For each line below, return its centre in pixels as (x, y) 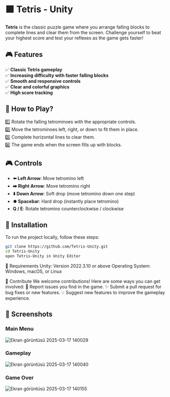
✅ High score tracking (29, 93)
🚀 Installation (26, 225)
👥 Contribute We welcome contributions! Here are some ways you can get (83, 281)
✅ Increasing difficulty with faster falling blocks (57, 75)
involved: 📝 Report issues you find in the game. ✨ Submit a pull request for (83, 286)
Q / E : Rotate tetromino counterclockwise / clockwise (68, 209)
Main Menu (20, 329)
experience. (18, 298)
